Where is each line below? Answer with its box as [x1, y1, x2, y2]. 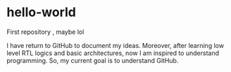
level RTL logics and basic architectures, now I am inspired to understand [6, 49, 220, 57]
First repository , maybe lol [6, 28, 85, 36]
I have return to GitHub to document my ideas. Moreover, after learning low [6, 41, 225, 49]
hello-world [6, 4, 77, 20]
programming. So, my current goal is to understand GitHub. [6, 56, 179, 64]
